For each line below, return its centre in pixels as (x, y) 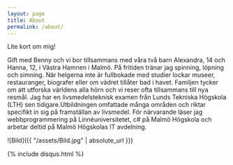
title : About (26, 20)
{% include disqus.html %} (46, 154)
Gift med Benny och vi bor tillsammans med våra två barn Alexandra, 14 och (116, 60)
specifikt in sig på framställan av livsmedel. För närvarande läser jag (105, 112)
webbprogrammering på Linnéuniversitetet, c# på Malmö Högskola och (110, 120)
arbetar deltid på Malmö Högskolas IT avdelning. (77, 127)
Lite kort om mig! (31, 47)
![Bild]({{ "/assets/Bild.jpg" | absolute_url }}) (70, 141)
